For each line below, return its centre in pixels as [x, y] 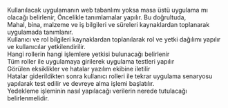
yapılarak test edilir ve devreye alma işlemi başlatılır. [81, 83]
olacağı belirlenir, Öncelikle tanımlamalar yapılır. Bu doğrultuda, [97, 17]
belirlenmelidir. [28, 98]
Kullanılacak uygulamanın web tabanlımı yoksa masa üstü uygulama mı [108, 10]
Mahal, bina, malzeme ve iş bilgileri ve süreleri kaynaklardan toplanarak [108, 25]
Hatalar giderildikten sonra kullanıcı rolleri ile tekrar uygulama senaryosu [110, 76]
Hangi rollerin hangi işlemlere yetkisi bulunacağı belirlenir [88, 54]
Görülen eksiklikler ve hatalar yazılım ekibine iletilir [79, 69]
